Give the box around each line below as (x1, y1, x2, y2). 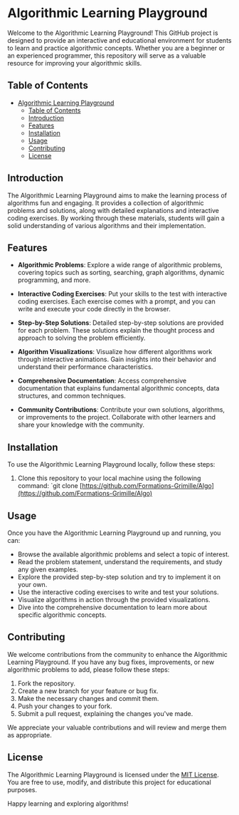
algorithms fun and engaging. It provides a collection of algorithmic (7, 198, 204, 207)
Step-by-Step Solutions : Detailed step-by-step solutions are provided (17, 318, 224, 327)
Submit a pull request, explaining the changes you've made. (17, 709, 193, 717)
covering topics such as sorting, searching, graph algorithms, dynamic (17, 269, 225, 277)
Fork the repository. (17, 679, 76, 687)
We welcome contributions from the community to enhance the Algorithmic (7, 650, 228, 658)
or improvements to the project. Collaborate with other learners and (17, 413, 216, 422)
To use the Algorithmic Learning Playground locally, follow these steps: (7, 460, 216, 469)
